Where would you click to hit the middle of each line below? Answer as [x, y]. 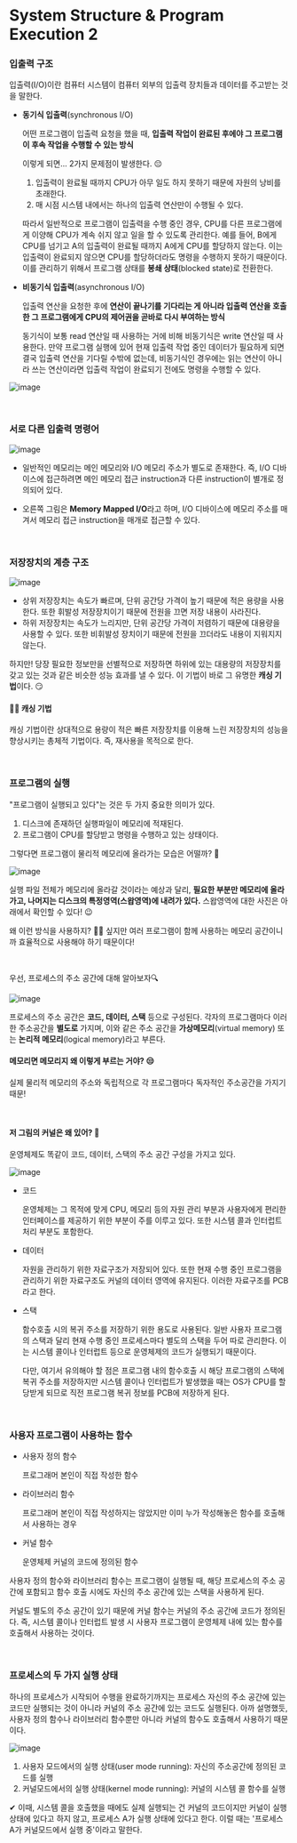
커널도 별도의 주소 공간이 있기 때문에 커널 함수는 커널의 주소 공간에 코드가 [136, 1611]
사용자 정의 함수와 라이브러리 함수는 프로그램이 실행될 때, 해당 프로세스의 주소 [143, 1581]
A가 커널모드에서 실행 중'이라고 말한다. [76, 1830]
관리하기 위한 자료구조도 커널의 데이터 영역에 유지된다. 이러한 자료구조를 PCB [155, 1280]
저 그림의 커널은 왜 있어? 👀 [55, 1133]
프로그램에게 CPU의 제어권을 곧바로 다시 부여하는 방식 [133, 318]
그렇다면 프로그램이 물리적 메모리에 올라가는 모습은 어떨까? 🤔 [114, 853]
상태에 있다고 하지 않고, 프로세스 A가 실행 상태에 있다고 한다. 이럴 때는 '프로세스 [146, 1818]
